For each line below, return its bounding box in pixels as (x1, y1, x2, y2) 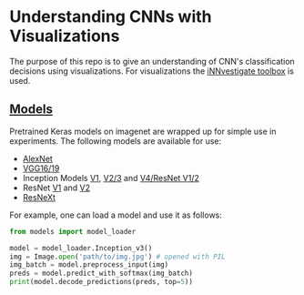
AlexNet (22, 153, 53, 164)
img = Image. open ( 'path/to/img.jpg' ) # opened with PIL (9, 252, 226, 261)
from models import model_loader (9, 227, 137, 236)
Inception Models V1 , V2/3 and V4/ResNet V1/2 (22, 172, 200, 183)
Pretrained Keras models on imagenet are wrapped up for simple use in (9, 126, 277, 137)
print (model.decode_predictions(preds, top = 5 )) (9, 278, 194, 287)
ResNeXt (22, 191, 56, 202)
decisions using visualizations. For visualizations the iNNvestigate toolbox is (9, 66, 294, 76)
